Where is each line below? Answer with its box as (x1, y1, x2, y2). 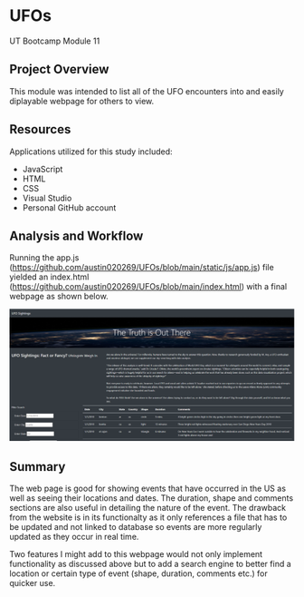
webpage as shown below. (9, 291, 109, 302)
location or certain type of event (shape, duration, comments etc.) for (9, 568, 269, 579)
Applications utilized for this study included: (9, 146, 174, 157)
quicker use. (9, 577, 56, 588)
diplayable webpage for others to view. (9, 95, 155, 106)
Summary (9, 459, 66, 475)
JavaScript (22, 163, 63, 174)
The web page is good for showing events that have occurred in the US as (9, 483, 287, 494)
